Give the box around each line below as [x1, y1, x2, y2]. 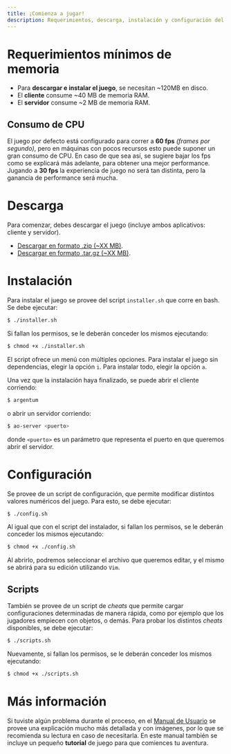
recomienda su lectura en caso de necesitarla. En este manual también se [7, 731, 218, 739]
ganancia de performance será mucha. [7, 174, 118, 182]
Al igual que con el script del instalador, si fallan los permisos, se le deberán [7, 523, 223, 531]
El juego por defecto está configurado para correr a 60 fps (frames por [7, 137, 210, 145]
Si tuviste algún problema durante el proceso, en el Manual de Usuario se [7, 717, 216, 725]
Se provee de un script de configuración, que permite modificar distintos [7, 489, 214, 498]
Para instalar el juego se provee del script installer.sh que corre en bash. [7, 296, 220, 304]
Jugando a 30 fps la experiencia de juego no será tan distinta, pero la [7, 167, 206, 175]
